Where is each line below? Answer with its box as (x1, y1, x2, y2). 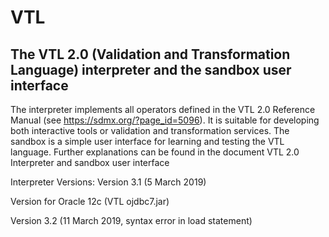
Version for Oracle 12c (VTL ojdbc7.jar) (10, 196, 170, 207)
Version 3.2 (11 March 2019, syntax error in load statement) (10, 215, 253, 226)
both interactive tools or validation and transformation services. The (10, 125, 290, 136)
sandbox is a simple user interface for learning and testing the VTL (10, 136, 285, 147)
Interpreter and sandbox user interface (10, 157, 170, 168)
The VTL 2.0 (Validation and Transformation (10, 46, 291, 63)
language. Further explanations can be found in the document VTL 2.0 (10, 146, 300, 158)
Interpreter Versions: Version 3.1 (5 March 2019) (10, 176, 207, 188)
